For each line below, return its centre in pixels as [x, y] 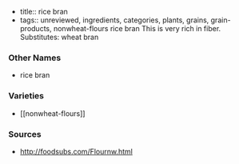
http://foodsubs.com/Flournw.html [76, 151]
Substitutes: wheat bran [59, 37]
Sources [25, 134]
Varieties [26, 96]
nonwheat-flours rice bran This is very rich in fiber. [137, 28]
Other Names [35, 58]
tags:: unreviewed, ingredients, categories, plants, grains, [114, 20]
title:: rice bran [44, 12]
